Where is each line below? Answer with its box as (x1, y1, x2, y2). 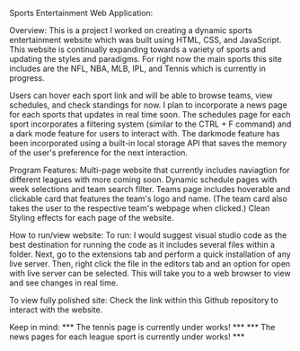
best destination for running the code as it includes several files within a (9, 240, 276, 250)
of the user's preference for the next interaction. (9, 147, 189, 158)
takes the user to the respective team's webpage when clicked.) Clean (9, 203, 270, 214)
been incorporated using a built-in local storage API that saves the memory (9, 138, 287, 148)
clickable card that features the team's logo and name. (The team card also (9, 193, 287, 204)
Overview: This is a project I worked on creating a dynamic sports (9, 25, 253, 35)
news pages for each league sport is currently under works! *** (9, 331, 245, 342)
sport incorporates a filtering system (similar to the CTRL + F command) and (9, 118, 292, 129)
